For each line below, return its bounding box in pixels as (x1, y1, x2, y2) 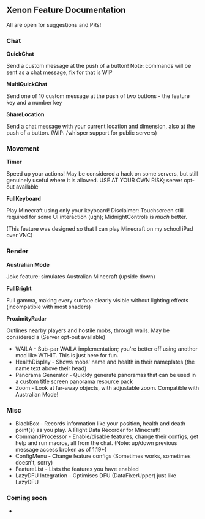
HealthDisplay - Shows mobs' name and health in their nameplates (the (15, 358, 195, 365)
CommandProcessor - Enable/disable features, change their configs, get (15, 433, 199, 440)
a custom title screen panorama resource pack (15, 378, 133, 385)
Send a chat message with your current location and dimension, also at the (6, 122, 195, 130)
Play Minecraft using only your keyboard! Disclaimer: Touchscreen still (6, 207, 184, 214)
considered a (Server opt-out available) (6, 333, 106, 340)
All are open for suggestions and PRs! (6, 21, 102, 28)
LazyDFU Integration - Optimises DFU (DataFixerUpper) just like (15, 472, 176, 479)
